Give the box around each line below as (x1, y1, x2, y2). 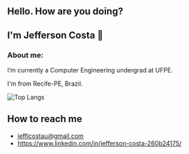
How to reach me (7, 113, 82, 125)
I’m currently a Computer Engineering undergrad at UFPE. (7, 66, 173, 75)
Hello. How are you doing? (7, 6, 123, 17)
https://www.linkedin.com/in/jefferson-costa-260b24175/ (17, 139, 182, 147)
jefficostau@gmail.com (17, 132, 84, 140)
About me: (7, 50, 44, 60)
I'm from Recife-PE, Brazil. (7, 79, 83, 88)
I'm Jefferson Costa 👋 (7, 29, 103, 41)
